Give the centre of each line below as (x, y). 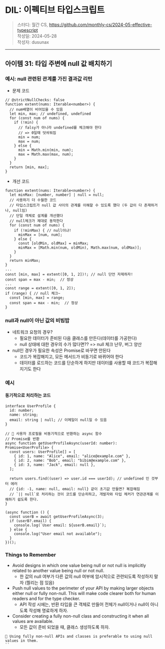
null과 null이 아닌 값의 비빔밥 (37, 320)
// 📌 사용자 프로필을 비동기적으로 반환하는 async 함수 (54, 434)
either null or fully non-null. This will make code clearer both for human (84, 593)
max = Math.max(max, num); (46, 154)
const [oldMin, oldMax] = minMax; (54, 243)
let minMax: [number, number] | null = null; (57, 195)
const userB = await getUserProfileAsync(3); (57, 517)
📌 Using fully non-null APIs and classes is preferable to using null (79, 637)
